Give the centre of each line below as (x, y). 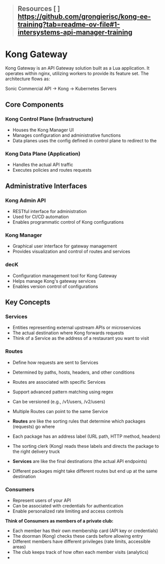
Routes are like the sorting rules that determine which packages (79, 421)
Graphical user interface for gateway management (65, 246)
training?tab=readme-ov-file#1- (69, 24)
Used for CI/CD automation (40, 217)
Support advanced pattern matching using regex (63, 392)
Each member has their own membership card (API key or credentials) (85, 531)
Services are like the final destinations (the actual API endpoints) (80, 461)
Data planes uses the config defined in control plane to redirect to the (85, 141)
